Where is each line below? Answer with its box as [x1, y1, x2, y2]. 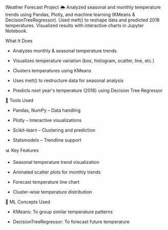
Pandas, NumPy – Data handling [12, 107, 81, 113]
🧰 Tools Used [5, 97, 34, 103]
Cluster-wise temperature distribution [12, 189, 92, 195]
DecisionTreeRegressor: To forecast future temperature [12, 219, 130, 224]
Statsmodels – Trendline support [12, 137, 81, 143]
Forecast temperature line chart [12, 179, 80, 185]
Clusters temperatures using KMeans [12, 68, 92, 73]
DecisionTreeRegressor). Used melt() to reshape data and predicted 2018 [5, 17, 160, 23]
